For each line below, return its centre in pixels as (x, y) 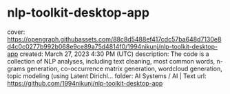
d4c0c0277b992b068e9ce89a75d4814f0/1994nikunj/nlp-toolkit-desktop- (113, 46)
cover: (16, 32)
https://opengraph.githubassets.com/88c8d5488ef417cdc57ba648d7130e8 (114, 39)
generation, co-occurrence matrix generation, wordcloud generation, (124, 68)
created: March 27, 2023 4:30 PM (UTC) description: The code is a (114, 54)
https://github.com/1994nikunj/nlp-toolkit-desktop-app (85, 83)
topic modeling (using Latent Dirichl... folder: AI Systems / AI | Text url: (107, 76)
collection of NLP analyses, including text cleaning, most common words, (111, 61)
